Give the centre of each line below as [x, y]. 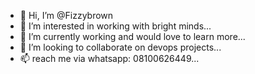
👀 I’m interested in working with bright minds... [115, 26]
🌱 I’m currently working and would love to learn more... [132, 36]
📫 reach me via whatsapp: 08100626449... [109, 58]
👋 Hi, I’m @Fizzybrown [66, 15]
